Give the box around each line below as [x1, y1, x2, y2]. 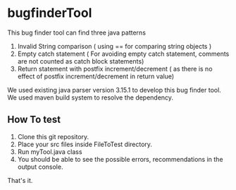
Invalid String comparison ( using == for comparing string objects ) [17, 42, 212, 50]
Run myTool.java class [17, 147, 82, 156]
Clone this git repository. [17, 132, 89, 141]
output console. [17, 162, 63, 171]
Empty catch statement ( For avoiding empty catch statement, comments [17, 49, 230, 58]
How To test [7, 114, 61, 126]
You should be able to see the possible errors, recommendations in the [17, 155, 223, 163]
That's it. [7, 176, 33, 184]
